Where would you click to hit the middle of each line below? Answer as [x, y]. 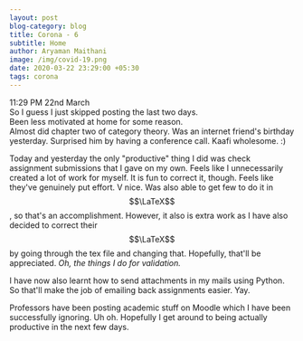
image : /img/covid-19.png [58, 60]
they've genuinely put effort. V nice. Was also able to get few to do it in [142, 187]
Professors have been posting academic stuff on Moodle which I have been [150, 308]
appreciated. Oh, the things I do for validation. [95, 262]
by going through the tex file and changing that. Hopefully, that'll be [135, 253]
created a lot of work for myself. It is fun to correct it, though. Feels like [142, 177]
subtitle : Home [38, 43]
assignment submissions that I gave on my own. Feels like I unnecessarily [146, 167]
